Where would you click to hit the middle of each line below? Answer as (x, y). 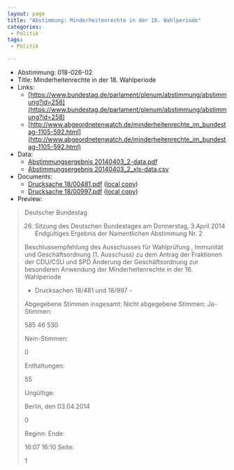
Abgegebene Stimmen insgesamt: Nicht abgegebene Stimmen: (115, 304)
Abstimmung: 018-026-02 (55, 72)
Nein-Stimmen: (46, 338)
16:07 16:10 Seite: (49, 447)
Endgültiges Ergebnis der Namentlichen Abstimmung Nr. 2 (118, 233)
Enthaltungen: (44, 366)
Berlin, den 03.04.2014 (57, 406)
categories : (24, 27)
